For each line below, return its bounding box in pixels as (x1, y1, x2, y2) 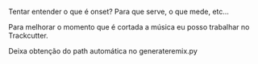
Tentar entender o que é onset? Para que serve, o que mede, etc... (8, 7, 230, 16)
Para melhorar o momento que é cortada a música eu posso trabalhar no (8, 22, 250, 31)
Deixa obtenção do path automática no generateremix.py (8, 46, 198, 55)
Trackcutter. (8, 31, 48, 40)
